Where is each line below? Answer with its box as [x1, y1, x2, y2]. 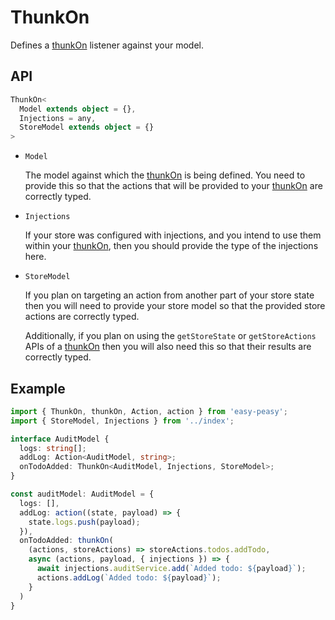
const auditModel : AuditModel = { [10, 489, 155, 500]
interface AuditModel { [10, 434, 110, 444]
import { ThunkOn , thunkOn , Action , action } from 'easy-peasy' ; [10, 406, 288, 416]
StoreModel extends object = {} [19, 122, 155, 133]
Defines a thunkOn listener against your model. [10, 39, 205, 51]
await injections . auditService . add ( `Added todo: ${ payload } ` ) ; [36, 564, 307, 574]
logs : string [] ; [19, 443, 87, 453]
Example [10, 380, 66, 397]
